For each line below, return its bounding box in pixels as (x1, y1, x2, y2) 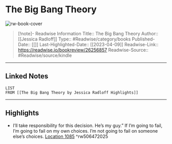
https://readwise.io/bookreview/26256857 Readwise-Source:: (17, 47, 148, 53)
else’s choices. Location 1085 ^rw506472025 (12, 133, 109, 139)
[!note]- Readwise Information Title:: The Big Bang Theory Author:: (17, 30, 159, 36)
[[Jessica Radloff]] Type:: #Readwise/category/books (17, 36, 131, 42)
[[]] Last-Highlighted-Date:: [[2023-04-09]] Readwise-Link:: (31, 41, 159, 47)
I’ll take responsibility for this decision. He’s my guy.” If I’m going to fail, (12, 122, 163, 129)
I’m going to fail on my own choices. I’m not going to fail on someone (12, 128, 158, 134)
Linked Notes (5, 72, 49, 80)
